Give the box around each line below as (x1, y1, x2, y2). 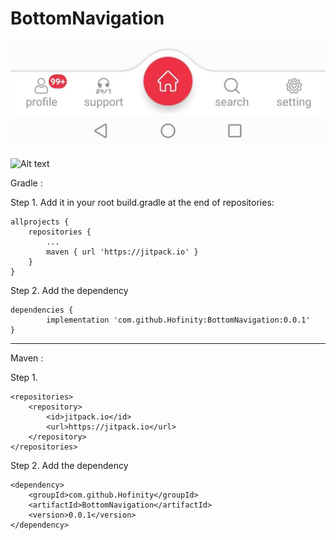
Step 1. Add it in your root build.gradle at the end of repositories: (10, 197, 275, 209)
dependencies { (10, 305, 74, 316)
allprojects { (10, 217, 70, 227)
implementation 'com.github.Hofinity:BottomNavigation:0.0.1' (46, 315, 311, 326)
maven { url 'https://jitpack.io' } (46, 247, 199, 257)
